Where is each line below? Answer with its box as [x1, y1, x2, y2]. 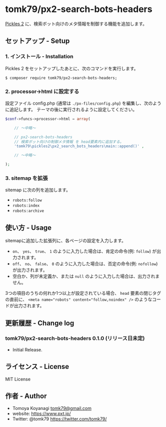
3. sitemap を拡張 [5, 174, 48, 181]
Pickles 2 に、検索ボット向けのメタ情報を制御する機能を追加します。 [5, 21, 147, 27]
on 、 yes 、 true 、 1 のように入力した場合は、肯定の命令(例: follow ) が [12, 248, 157, 254]
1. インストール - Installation [5, 53, 73, 60]
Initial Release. [12, 346, 42, 352]
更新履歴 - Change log [5, 319, 74, 327]
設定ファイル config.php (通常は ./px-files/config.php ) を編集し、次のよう [5, 100, 161, 106]
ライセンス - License [5, 362, 69, 371]
